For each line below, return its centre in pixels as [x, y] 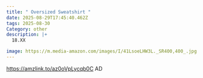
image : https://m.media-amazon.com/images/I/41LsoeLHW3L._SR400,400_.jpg [102, 51]
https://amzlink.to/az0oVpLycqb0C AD [54, 68]
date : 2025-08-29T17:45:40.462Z [47, 18]
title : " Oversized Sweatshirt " [49, 12]
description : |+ [27, 35]
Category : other [27, 29]
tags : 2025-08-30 [28, 23]
